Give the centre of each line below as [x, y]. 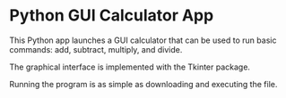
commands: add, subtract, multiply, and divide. [96, 49]
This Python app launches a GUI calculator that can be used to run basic [143, 40]
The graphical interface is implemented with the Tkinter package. [130, 67]
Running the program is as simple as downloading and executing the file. [143, 84]
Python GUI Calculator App [112, 16]
